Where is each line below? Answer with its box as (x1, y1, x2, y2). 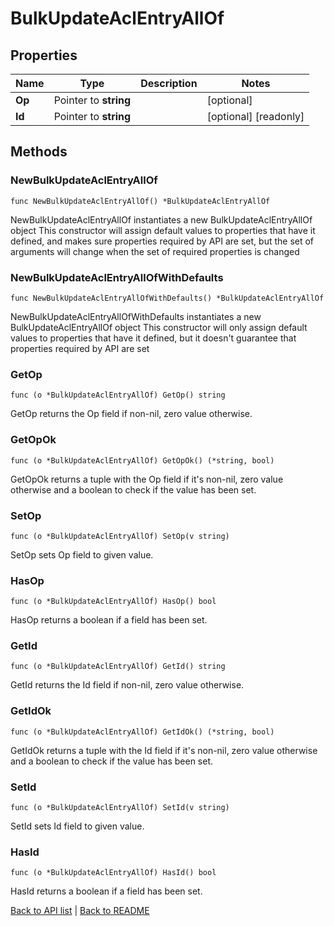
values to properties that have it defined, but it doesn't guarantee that (10, 332, 297, 344)
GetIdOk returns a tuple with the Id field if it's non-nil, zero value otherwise (10, 744, 318, 756)
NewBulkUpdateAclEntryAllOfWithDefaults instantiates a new (10, 310, 262, 322)
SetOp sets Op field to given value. (10, 548, 154, 561)
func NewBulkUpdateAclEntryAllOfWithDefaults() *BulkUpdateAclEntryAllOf (10, 293, 325, 303)
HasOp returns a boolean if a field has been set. (10, 614, 208, 626)
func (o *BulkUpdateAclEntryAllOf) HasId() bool (10, 868, 217, 878)
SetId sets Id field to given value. (10, 820, 145, 832)
